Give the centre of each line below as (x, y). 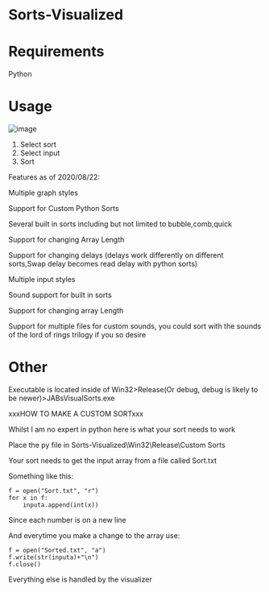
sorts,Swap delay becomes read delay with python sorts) (103, 264)
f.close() (25, 565)
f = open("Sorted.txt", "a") (57, 550)
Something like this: (41, 476)
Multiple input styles (42, 279)
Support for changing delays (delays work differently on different (116, 255)
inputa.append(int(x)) (61, 505)
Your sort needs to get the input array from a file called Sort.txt (113, 460)
